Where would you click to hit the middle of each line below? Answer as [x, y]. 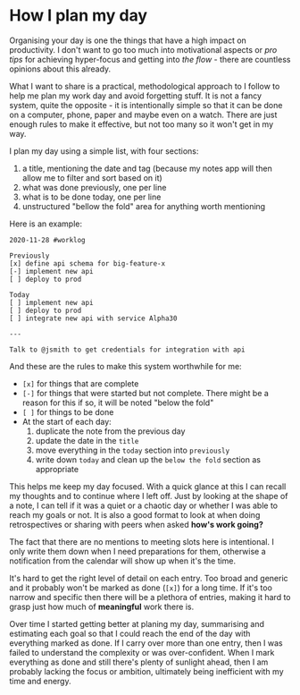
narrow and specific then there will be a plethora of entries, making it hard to [150, 597]
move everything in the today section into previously [133, 450]
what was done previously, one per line [94, 187]
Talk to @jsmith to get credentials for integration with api [127, 350]
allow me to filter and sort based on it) [92, 178]
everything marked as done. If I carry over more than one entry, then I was [146, 643]
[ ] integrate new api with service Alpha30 [93, 318]
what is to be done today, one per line [92, 197]
